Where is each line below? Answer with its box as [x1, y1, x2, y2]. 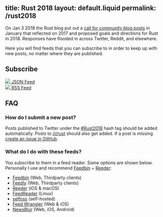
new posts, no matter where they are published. [5, 50, 104, 56]
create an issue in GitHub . [5, 136, 58, 142]
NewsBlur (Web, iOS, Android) [12, 206, 75, 212]
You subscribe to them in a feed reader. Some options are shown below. [5, 159, 153, 166]
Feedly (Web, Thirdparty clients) [12, 180, 79, 186]
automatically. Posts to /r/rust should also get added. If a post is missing [5, 130, 153, 136]
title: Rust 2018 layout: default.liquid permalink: [5, 4, 156, 12]
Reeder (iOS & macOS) [12, 185, 59, 191]
